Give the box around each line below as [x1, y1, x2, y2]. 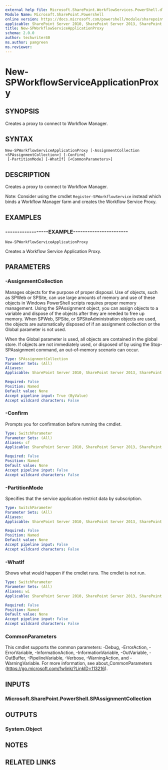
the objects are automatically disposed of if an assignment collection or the [5, 321, 160, 327]
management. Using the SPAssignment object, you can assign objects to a [5, 305, 158, 311]
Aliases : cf [5, 440, 30, 445]
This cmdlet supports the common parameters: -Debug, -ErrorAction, [5, 644, 148, 650]
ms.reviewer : [5, 44, 32, 49]
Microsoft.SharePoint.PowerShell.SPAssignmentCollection [5, 695, 151, 702]
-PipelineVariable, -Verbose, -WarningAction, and [27, 655, 129, 661]
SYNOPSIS [5, 107, 39, 115]
